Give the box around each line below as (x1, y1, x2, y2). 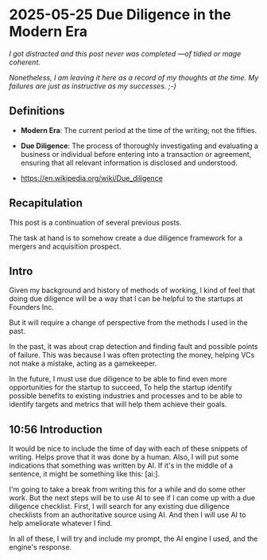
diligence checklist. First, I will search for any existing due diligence (9, 502, 230, 511)
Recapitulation (9, 197, 83, 210)
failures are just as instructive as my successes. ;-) (9, 81, 177, 91)
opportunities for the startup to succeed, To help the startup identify (9, 382, 233, 392)
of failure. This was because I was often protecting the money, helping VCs (9, 350, 255, 360)
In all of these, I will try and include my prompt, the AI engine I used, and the (9, 534, 258, 543)
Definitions (9, 104, 65, 118)
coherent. (9, 57, 41, 67)
